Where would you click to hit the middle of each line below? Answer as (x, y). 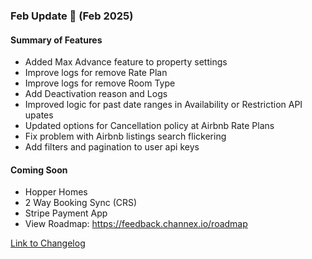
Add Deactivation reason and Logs (96, 94)
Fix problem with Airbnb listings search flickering (125, 136)
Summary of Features (56, 40)
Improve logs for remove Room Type (100, 83)
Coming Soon (39, 170)
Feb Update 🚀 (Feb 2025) (72, 16)
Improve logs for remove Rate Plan (96, 73)
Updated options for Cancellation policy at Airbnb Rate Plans (149, 126)
